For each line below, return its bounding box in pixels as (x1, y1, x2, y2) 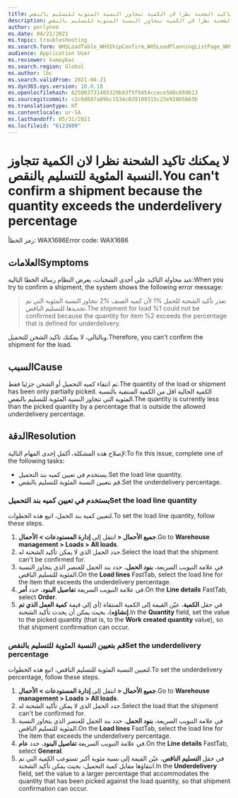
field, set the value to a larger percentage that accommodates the (18, 769, 209, 778)
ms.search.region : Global (8, 63, 84, 70)
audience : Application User (8, 50, 91, 57)
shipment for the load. (8, 340, 73, 349)
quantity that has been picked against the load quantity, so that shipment (18, 777, 231, 785)
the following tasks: (8, 456, 65, 465)
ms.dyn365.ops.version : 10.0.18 (8, 83, 103, 90)
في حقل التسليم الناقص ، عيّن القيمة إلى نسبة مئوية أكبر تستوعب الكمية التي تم (18, 754, 225, 763)
